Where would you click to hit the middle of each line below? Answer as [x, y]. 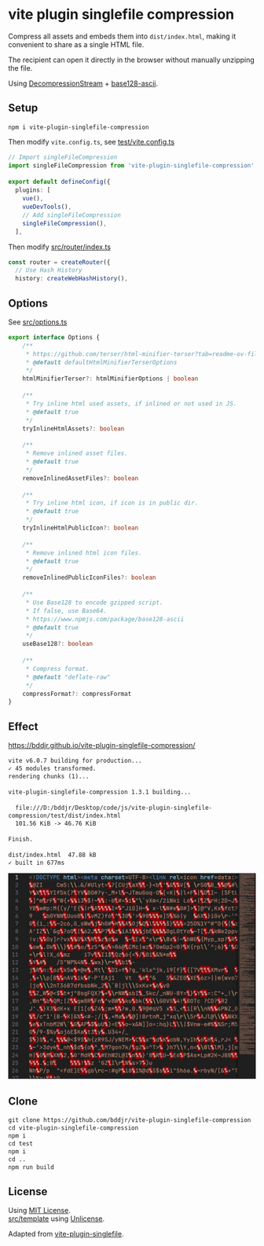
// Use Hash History [49, 270]
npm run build [31, 1167]
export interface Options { [54, 337]
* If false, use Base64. [66, 610]
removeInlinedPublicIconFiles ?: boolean [89, 578]
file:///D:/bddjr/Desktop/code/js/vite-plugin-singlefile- [114, 808]
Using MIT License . [39, 1211]
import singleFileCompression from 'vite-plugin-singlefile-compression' [132, 165]
